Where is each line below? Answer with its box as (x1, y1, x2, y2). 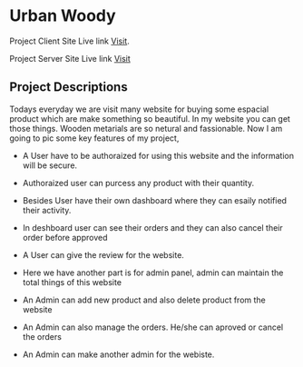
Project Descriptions (9, 79, 129, 95)
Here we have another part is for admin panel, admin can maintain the (22, 267, 284, 278)
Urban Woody (9, 5, 116, 26)
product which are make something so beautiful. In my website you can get (9, 113, 290, 124)
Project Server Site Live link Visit (9, 53, 132, 64)
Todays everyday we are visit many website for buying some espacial (9, 104, 269, 114)
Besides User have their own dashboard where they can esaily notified (22, 194, 288, 205)
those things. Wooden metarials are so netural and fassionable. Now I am (9, 123, 283, 134)
